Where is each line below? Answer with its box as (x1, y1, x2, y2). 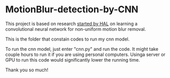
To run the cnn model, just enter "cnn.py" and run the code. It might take (5, 46, 159, 52)
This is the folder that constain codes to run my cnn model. (5, 36, 130, 42)
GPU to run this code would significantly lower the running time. (5, 56, 140, 63)
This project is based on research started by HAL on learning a (5, 21, 138, 27)
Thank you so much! (5, 67, 49, 73)
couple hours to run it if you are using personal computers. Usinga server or (5, 51, 165, 57)
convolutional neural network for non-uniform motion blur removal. (5, 26, 146, 32)
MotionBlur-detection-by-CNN (5, 4, 139, 15)
